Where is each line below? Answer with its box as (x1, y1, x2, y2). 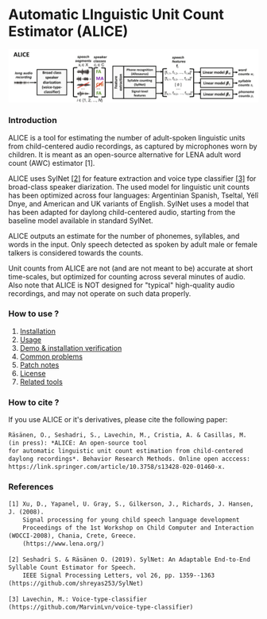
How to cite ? (8, 397, 60, 408)
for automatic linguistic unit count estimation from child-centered (8, 447, 244, 456)
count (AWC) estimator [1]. (8, 158, 95, 167)
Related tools (19, 377, 64, 386)
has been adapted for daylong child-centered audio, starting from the (8, 207, 236, 217)
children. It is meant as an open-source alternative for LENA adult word (8, 149, 242, 160)
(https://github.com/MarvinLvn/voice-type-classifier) (8, 603, 194, 612)
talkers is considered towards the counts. (8, 248, 144, 257)
